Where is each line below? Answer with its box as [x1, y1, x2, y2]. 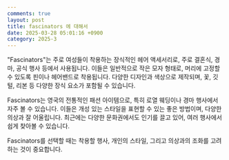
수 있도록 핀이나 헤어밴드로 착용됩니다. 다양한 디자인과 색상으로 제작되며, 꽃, [7, 73, 212, 81]
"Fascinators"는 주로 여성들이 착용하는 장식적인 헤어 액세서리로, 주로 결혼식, [7, 56, 213, 64]
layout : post [7, 17, 45, 23]
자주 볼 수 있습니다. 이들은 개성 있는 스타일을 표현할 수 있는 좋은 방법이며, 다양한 [7, 105, 222, 113]
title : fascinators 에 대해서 [7, 23, 88, 30]
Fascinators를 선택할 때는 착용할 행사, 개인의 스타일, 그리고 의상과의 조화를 [7, 137, 209, 145]
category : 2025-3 [7, 36, 57, 43]
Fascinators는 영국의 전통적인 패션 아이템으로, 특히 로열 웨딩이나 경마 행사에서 [7, 96, 219, 104]
